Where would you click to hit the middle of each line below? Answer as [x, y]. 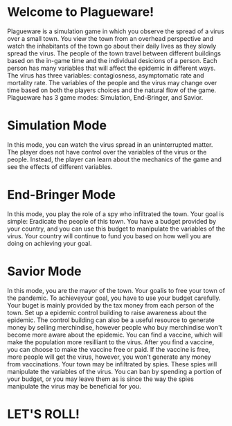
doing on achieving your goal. [50, 243]
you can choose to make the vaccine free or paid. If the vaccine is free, [109, 349]
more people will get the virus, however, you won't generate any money [109, 357]
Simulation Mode [57, 126]
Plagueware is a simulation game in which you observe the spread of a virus [116, 31]
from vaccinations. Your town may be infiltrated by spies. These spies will [112, 364]
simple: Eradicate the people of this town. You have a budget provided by [112, 221]
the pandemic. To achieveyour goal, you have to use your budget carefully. [114, 298]
